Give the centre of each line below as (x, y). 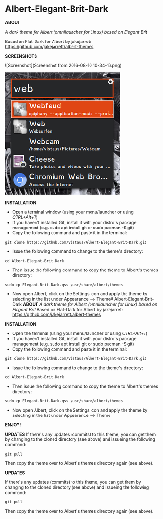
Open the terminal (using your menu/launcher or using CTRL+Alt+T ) (80, 333)
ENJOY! (13, 425)
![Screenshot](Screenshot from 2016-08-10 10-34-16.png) (63, 65)
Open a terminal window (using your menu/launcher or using (73, 212)
